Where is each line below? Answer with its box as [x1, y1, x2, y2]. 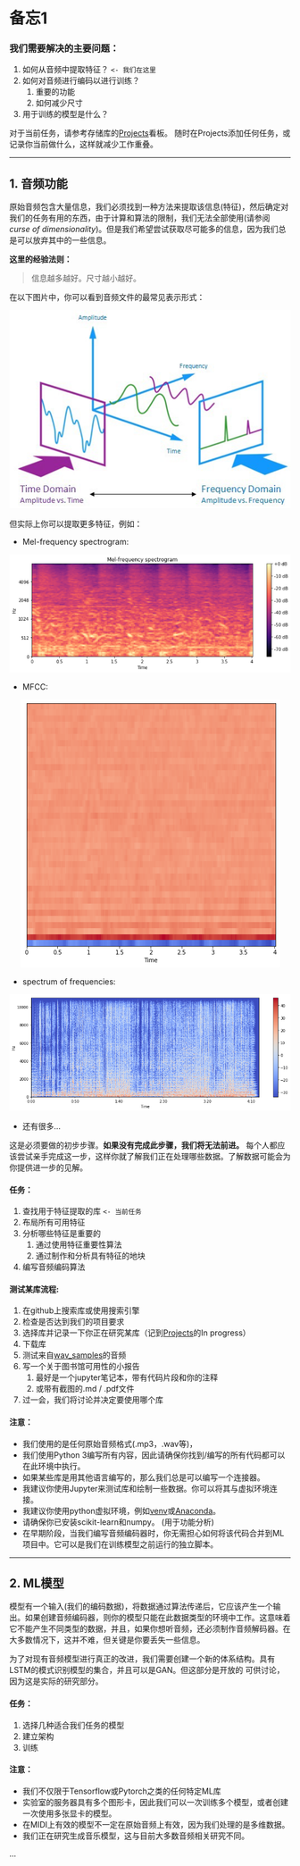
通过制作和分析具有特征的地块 [35, 1251, 146, 1261]
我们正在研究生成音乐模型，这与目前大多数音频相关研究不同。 [21, 1830, 250, 1841]
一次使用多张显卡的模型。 [21, 1808, 117, 1819]
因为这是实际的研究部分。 [9, 1676, 104, 1686]
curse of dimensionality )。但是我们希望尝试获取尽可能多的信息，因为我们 [9, 224, 279, 235]
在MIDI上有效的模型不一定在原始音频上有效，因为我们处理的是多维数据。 [21, 1819, 290, 1829]
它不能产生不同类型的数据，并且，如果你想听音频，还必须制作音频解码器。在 [9, 1623, 291, 1635]
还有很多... [21, 1120, 61, 1131]
